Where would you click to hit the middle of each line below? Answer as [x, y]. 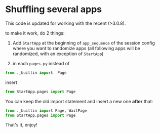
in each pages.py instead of [41, 63]
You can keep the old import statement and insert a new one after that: [79, 101]
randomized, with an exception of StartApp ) [58, 54]
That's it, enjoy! [22, 125]
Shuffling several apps [54, 9]
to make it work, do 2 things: [35, 33]
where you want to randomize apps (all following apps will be [76, 48]
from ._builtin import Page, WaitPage [46, 110]
